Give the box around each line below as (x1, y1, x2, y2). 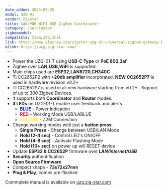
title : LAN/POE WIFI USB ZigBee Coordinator (5, 21, 99, 26)
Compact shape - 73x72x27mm (12, 164, 79, 170)
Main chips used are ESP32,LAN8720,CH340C (12, 68, 110, 75)
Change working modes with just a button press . (12, 122, 113, 128)
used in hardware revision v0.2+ (12, 79, 79, 85)
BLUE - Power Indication (19, 106, 71, 112)
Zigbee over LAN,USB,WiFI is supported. (12, 63, 97, 69)
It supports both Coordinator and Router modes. (12, 95, 113, 101)
